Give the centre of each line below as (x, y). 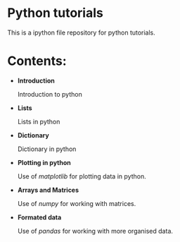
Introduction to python (50, 94)
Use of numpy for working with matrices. (77, 203)
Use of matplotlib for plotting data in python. (82, 176)
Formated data (39, 217)
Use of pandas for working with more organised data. (95, 231)
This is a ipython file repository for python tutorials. (82, 32)
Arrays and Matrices (48, 190)
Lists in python (39, 121)
